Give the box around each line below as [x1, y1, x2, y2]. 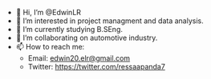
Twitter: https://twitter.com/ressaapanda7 [27, 62, 166, 71]
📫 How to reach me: [15, 42, 85, 51]
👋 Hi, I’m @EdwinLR [15, 8, 82, 17]
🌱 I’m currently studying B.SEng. [15, 25, 123, 34]
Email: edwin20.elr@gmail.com [27, 53, 131, 63]
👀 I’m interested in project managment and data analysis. [15, 16, 204, 26]
